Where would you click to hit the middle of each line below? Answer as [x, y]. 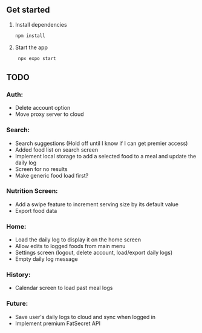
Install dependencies [41, 24]
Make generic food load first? [52, 175]
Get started [28, 10]
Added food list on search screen [57, 150]
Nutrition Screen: [32, 191]
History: [18, 275]
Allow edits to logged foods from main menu [70, 246]
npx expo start [37, 58]
